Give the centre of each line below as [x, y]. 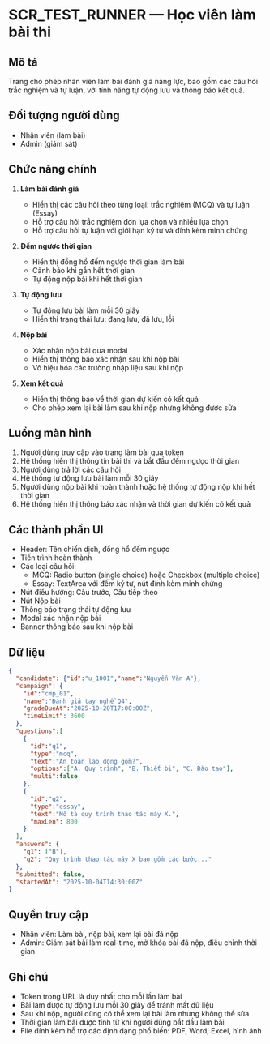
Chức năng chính [53, 169]
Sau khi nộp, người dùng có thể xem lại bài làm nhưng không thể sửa [135, 1013]
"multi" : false [54, 777]
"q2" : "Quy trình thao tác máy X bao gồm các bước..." [118, 859]
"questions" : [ [39, 731]
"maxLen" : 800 [54, 822]
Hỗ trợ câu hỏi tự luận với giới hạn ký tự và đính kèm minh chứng [140, 230]
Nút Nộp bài [40, 601]
